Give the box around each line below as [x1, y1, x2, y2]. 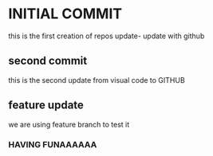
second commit [8, 54, 88, 68]
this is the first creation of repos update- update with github [8, 31, 205, 41]
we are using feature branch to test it [8, 119, 130, 129]
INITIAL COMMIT [8, 5, 122, 23]
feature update [8, 99, 84, 112]
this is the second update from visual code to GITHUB [8, 75, 185, 84]
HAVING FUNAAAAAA [8, 139, 97, 150]
